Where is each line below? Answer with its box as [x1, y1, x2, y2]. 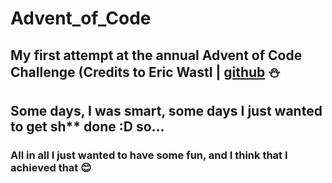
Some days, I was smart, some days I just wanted [10, 102, 323, 119]
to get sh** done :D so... [10, 118, 165, 135]
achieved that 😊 [10, 160, 92, 174]
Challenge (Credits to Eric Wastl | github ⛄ [10, 63, 281, 81]
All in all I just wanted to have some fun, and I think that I [10, 148, 288, 162]
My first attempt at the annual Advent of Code [10, 47, 303, 64]
